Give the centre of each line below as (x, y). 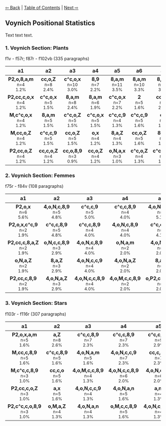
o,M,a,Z (57, 406)
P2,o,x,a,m (24, 335)
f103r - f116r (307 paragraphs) (36, 314)
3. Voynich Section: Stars (36, 303)
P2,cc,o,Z (21, 151)
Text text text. (19, 35)
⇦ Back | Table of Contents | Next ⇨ (42, 8)
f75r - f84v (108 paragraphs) (34, 186)
